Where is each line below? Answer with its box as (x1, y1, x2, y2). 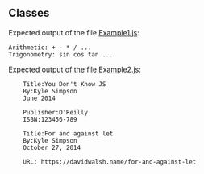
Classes (8, 6, 50, 20)
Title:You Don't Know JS (23, 80, 106, 88)
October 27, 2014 (23, 143, 81, 151)
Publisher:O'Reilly (23, 108, 89, 116)
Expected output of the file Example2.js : (8, 64, 141, 74)
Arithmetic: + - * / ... (8, 43, 92, 52)
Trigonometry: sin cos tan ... (8, 50, 114, 59)
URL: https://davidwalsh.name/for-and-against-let (23, 157, 197, 166)
